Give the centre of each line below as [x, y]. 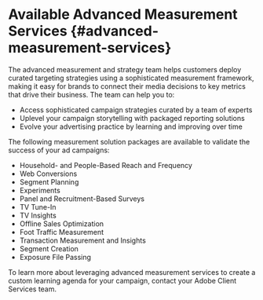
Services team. [33, 289]
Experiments [40, 190]
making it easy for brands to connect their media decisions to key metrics [127, 86]
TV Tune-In [38, 207]
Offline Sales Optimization [62, 223]
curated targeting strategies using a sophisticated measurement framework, [131, 78]
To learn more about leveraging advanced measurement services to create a [132, 272]
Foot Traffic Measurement [62, 232]
